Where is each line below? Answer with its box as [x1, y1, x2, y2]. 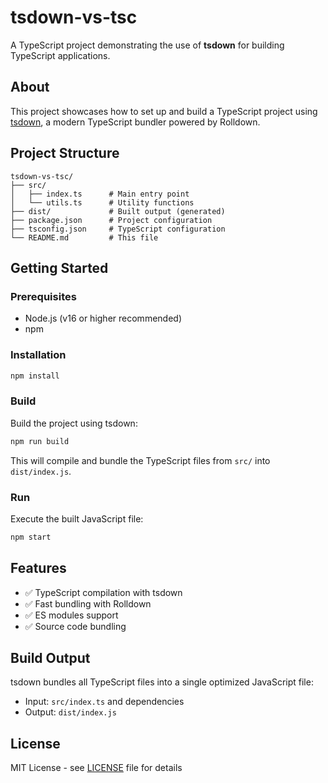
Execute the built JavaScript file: [10, 512, 144, 525]
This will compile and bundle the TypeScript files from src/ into [10, 454, 271, 466]
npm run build [10, 436, 70, 446]
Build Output [10, 649, 91, 666]
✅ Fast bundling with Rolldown [24, 597, 152, 610]
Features [10, 560, 67, 577]
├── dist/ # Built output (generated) [10, 206, 226, 216]
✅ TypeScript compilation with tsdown [24, 586, 183, 598]
